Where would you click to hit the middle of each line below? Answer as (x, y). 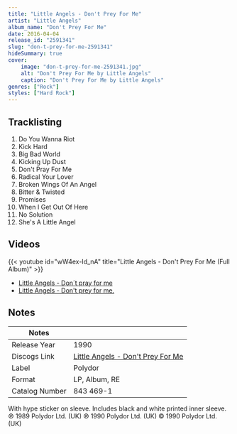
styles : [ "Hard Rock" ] (42, 93)
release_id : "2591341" (42, 40)
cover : (18, 60)
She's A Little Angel (47, 222)
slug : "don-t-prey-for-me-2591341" (61, 47)
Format (23, 379)
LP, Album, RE (97, 379)
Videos (24, 245)
